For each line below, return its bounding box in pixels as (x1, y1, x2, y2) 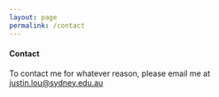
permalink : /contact (9, 21, 86, 30)
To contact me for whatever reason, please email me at (9, 68, 211, 78)
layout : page (9, 12, 58, 22)
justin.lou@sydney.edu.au (9, 77, 104, 88)
